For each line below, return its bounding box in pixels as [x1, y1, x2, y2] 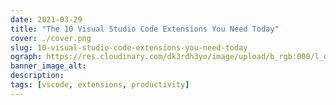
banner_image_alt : [10, 61, 87, 71]
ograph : [10, 52, 43, 62]
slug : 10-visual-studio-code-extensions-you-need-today [10, 42, 248, 53]
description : [10, 71, 65, 81]
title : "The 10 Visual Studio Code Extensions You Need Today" [10, 24, 280, 34]
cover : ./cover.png [10, 33, 92, 43]
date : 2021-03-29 [10, 14, 83, 25]
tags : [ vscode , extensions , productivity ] [10, 80, 190, 90]
